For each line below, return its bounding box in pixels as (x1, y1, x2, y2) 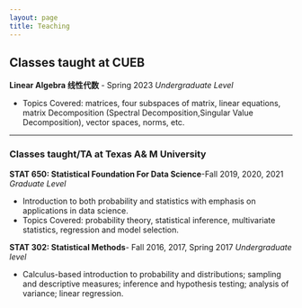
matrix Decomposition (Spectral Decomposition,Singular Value (22, 107, 253, 118)
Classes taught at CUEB (9, 55, 146, 70)
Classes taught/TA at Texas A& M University (9, 148, 207, 160)
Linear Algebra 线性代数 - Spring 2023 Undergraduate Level (9, 80, 234, 91)
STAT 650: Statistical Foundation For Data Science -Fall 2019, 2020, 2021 (9, 168, 284, 179)
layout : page (9, 13, 58, 23)
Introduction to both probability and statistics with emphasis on (22, 195, 256, 206)
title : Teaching (9, 22, 70, 31)
